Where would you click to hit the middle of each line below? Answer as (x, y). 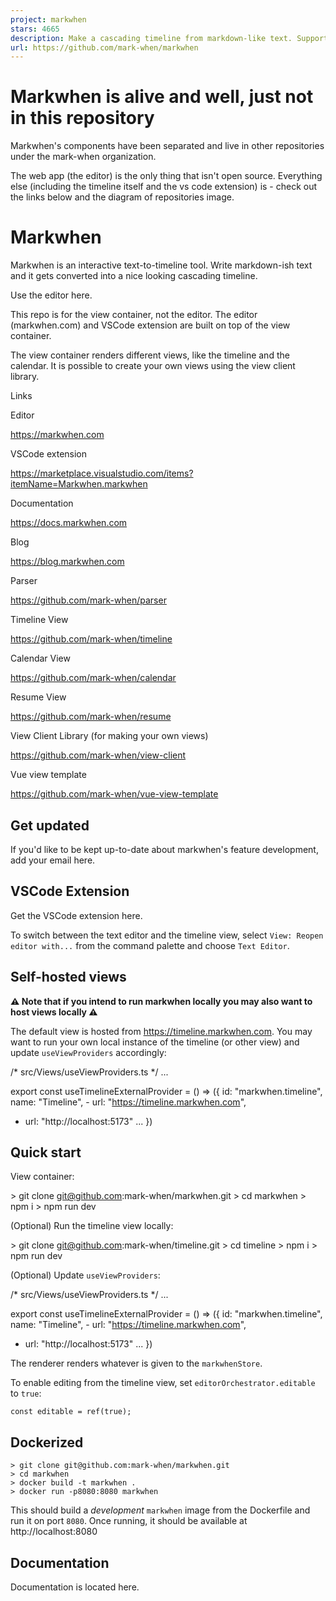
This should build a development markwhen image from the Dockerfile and (160, 1510)
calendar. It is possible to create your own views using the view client (153, 366)
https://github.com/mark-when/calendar (93, 678)
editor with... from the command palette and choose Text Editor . (150, 945)
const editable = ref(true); (71, 1412)
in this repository (82, 118)
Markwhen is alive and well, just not (162, 97)
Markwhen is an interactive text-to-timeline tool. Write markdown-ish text (161, 265)
